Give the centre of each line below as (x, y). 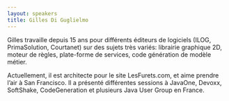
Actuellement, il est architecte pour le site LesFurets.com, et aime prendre (113, 75)
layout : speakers (32, 13)
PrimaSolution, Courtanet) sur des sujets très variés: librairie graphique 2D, (115, 47)
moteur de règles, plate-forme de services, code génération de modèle (109, 54)
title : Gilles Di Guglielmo (48, 20)
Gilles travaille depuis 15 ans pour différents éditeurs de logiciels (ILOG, (109, 39)
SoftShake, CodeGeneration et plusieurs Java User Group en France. (106, 90)
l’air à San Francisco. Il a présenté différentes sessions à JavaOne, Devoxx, (114, 82)
